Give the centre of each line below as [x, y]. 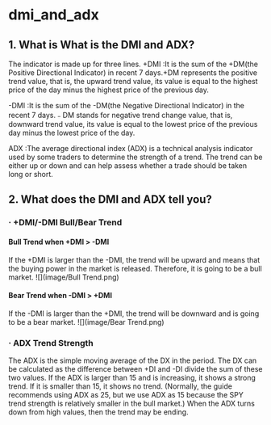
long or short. [31, 174]
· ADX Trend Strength [51, 343]
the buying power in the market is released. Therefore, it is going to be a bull [135, 268]
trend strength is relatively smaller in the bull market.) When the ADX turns [132, 404]
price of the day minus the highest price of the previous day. [109, 90]
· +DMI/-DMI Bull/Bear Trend [65, 222]
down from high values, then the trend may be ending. [98, 412]
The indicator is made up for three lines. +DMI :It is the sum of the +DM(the [133, 64]
